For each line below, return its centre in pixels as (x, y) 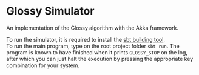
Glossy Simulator (50, 11)
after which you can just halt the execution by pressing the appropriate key (100, 59)
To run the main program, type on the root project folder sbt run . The (93, 46)
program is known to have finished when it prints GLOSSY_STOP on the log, (97, 52)
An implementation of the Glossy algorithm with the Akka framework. (93, 28)
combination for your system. (43, 65)
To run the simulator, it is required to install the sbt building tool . (86, 39)
